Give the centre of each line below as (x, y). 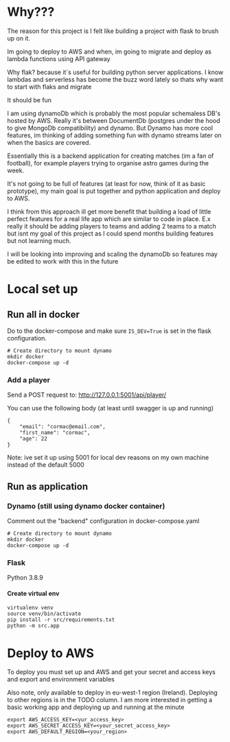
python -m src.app (33, 626)
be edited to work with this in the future (63, 261)
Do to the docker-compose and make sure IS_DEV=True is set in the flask (109, 331)
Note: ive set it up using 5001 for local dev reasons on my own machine (108, 458)
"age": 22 (34, 439)
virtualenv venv (30, 608)
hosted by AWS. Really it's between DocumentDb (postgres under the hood (114, 120)
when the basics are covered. (49, 142)
